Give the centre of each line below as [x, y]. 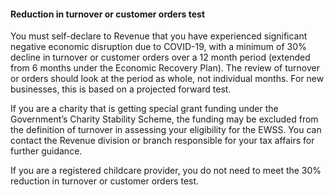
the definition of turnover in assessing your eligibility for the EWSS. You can [166, 130]
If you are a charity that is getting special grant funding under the [144, 109]
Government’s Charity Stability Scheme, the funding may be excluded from [164, 119]
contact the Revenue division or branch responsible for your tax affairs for [162, 141]
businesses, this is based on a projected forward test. [121, 89]
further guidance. [46, 151]
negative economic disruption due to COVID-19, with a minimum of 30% [158, 47]
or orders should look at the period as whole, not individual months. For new [167, 79]
